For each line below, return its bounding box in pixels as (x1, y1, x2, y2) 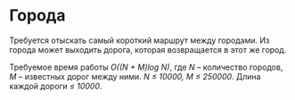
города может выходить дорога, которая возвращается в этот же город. (9, 44, 287, 54)
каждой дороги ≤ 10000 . (9, 80, 102, 91)
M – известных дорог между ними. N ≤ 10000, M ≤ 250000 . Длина (9, 71, 261, 81)
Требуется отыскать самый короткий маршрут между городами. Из (9, 35, 270, 46)
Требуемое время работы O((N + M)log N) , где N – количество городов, (9, 62, 283, 72)
